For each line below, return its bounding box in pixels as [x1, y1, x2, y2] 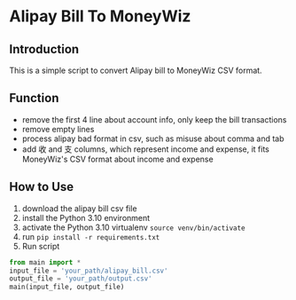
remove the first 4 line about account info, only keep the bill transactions [21, 114, 287, 125]
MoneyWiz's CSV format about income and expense [21, 154, 214, 164]
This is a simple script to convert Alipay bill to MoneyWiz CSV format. [9, 65, 263, 75]
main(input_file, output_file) [9, 282, 125, 292]
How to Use [9, 179, 74, 194]
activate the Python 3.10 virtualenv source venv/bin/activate [21, 222, 245, 233]
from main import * [9, 257, 82, 267]
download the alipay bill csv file [21, 202, 137, 214]
